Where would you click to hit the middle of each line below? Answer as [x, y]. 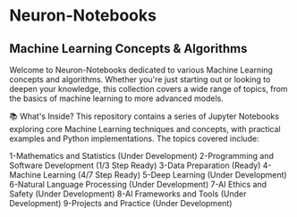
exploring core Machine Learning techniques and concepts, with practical [145, 129]
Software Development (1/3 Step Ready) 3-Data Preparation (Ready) [135, 165]
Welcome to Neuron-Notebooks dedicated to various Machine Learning [141, 70]
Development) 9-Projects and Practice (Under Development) [121, 203]
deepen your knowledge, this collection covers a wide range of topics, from [148, 89]
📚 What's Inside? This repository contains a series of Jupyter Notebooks [144, 116]
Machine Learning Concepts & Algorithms [128, 49]
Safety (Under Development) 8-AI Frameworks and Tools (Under [128, 194]
